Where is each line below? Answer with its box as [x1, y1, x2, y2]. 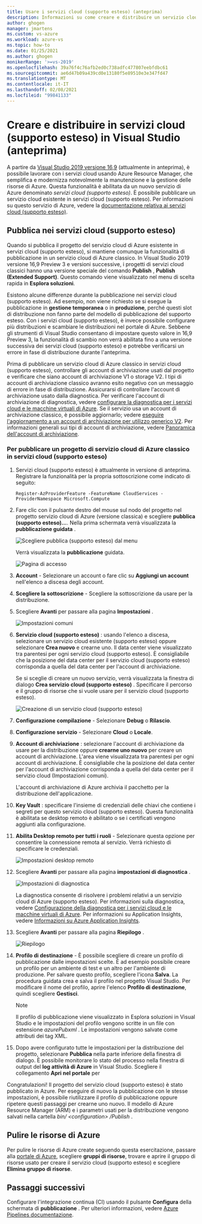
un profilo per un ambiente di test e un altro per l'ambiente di [15, 964, 166, 972]
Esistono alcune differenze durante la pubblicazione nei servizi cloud [7, 291, 177, 299]
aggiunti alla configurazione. [15, 821, 86, 828]
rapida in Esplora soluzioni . [7, 279, 76, 287]
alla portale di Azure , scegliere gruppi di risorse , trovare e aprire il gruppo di [7, 1152, 195, 1160]
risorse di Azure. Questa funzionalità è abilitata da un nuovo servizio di [7, 182, 182, 189]
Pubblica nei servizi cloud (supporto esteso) [7, 225, 176, 236]
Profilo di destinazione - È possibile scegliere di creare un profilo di [15, 951, 183, 959]
